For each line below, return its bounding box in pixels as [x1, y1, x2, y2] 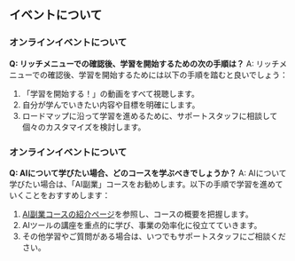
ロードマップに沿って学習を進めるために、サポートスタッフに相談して [21, 110, 278, 121]
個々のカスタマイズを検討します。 [21, 122, 146, 132]
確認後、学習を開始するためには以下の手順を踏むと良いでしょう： [47, 69, 288, 80]
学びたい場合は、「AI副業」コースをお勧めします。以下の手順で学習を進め [9, 178, 276, 189]
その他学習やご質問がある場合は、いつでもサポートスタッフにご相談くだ [21, 231, 286, 241]
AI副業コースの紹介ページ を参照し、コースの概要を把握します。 [21, 209, 254, 219]
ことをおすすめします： [24, 189, 111, 201]
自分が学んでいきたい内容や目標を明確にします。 [21, 99, 200, 110]
